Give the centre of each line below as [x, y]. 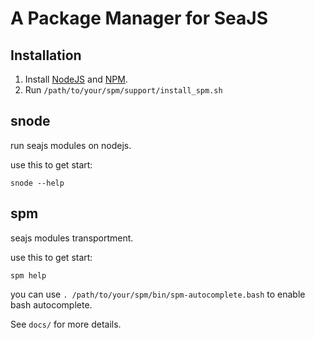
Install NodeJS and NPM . [76, 79]
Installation [46, 55]
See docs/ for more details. [66, 324]
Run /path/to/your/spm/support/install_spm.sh [123, 90]
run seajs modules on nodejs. [71, 145]
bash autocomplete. [51, 304]
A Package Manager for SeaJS [139, 18]
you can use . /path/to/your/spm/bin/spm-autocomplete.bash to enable [158, 294]
